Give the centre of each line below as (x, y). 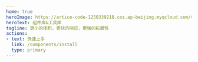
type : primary (29, 50)
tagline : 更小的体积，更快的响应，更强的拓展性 (57, 28)
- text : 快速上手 (26, 39)
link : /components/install (44, 45)
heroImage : (19, 17)
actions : (17, 34)
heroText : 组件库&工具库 (34, 22)
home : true (19, 12)
